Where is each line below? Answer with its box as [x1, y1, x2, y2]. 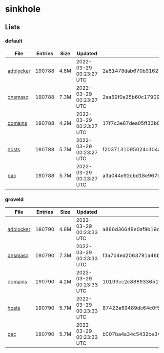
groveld [5, 196, 24, 203]
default [5, 38, 23, 44]
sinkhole [5, 3, 41, 15]
